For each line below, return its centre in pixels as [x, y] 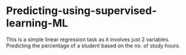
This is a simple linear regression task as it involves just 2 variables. [88, 39]
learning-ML [37, 23]
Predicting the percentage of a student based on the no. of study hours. [93, 46]
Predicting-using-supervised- [82, 11]
